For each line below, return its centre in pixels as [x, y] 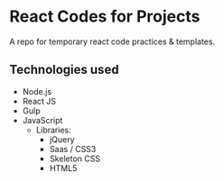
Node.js [37, 91]
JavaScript [42, 120]
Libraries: [53, 130]
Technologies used [64, 70]
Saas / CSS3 [73, 149]
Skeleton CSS [75, 158]
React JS [39, 101]
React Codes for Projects [105, 17]
